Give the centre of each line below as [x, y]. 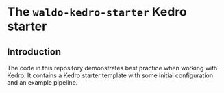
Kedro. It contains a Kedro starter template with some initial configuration [110, 75]
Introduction [34, 52]
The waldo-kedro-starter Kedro [97, 12]
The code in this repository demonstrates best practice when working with [112, 68]
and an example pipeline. [42, 82]
